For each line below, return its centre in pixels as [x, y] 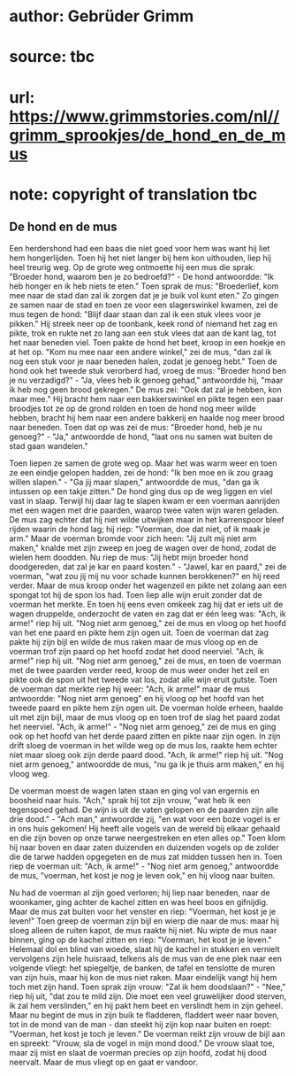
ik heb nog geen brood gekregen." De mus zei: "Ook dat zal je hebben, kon [145, 389]
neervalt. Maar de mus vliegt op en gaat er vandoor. [104, 1062]
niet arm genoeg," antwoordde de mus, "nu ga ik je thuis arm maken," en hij [147, 764]
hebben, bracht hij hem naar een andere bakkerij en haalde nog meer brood [147, 417]
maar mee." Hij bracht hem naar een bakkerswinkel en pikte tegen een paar [146, 399]
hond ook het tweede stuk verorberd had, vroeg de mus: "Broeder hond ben [148, 370]
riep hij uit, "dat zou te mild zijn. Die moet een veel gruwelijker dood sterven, [148, 996]
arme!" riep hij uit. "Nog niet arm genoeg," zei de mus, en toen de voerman [145, 661]
